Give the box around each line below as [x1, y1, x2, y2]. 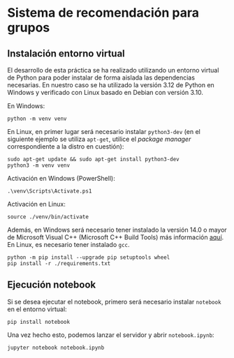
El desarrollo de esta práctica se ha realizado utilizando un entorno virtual [7, 66, 219, 74]
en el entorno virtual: [7, 305, 68, 313]
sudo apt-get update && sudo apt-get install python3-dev [7, 156, 180, 163]
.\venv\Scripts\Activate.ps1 [7, 188, 92, 195]
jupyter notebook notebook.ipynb [7, 344, 105, 351]
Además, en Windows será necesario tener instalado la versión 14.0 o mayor [7, 225, 227, 234]
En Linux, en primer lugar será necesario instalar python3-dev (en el [7, 128, 200, 135]
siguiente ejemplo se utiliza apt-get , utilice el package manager [7, 135, 191, 143]
